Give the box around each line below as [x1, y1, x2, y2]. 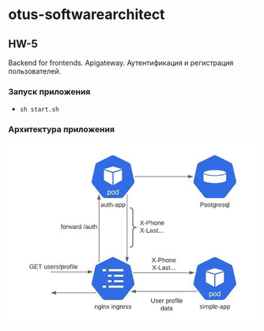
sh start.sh [19, 105, 59, 114]
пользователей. [8, 67, 62, 76]
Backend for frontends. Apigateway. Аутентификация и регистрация [8, 58, 234, 67]
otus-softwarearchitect [8, 6, 165, 24]
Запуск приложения [8, 86, 91, 97]
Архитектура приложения [8, 124, 115, 135]
